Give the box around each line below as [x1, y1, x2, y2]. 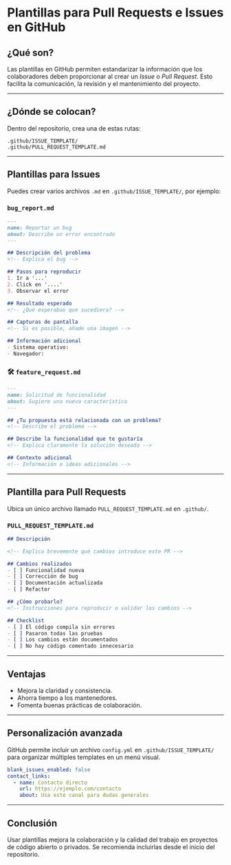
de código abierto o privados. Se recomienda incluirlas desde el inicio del [7, 843, 215, 851]
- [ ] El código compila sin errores [7, 624, 115, 631]
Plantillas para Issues [7, 168, 101, 180]
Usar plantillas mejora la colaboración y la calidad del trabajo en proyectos [7, 835, 218, 844]
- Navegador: [7, 350, 45, 357]
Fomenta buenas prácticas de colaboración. [16, 701, 142, 710]
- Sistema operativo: [7, 344, 69, 351]
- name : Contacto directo [13, 779, 88, 786]
